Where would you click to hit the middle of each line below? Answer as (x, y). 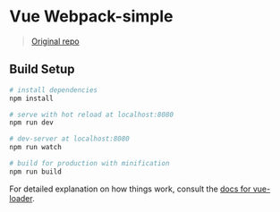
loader (21, 198)
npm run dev (31, 123)
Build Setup (42, 69)
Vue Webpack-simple (91, 17)
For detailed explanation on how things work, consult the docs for (130, 189)
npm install (31, 98)
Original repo (55, 41)
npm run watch (36, 148)
